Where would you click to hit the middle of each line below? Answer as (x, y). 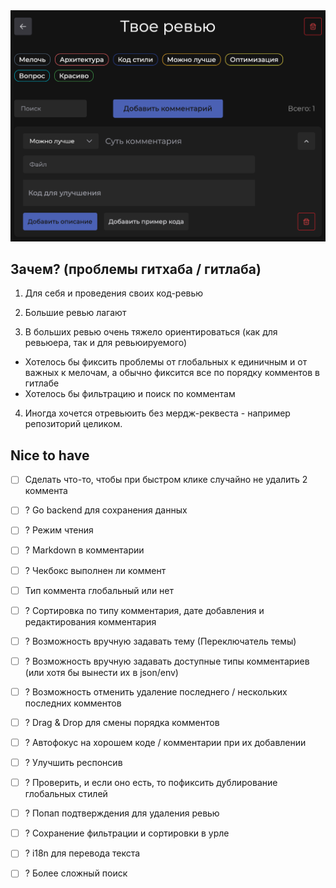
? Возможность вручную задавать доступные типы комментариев (167, 661)
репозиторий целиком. (73, 424)
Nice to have (50, 455)
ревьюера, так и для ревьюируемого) (106, 343)
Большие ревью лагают (75, 313)
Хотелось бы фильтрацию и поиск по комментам (130, 394)
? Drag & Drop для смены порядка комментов (122, 722)
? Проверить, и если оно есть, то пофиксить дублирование (151, 783)
